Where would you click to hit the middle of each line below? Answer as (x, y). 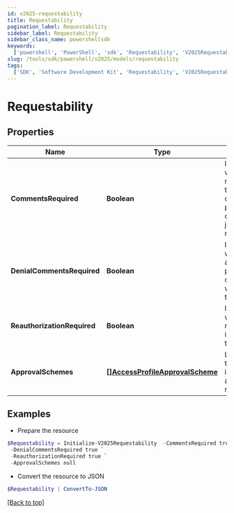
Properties (31, 132)
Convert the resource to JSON (61, 476)
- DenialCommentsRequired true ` (57, 450)
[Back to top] (26, 502)
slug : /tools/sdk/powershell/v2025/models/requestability (93, 59)
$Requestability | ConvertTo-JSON (57, 489)
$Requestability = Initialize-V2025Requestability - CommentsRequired (112, 443)
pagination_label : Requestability (57, 26)
